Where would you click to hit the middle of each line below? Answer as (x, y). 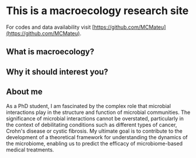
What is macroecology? (50, 52)
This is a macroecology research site (97, 11)
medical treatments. (30, 149)
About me (24, 92)
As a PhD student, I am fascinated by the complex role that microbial (89, 106)
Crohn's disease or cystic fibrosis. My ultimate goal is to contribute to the (94, 131)
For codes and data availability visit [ (50, 27)
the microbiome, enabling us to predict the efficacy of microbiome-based (94, 143)
